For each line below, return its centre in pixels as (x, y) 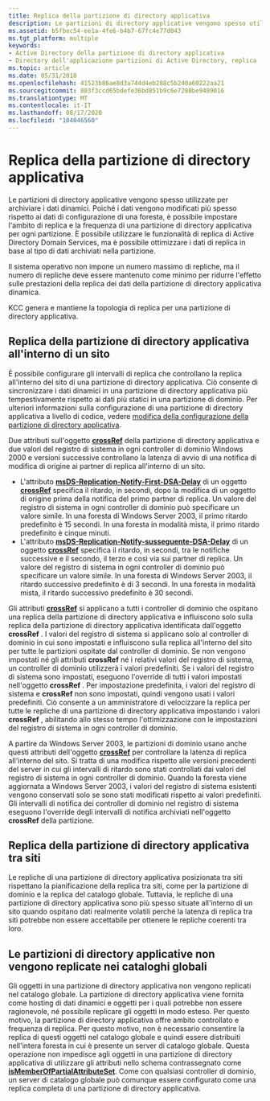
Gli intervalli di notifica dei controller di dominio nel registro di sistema (124, 803)
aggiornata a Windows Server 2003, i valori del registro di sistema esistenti (133, 786)
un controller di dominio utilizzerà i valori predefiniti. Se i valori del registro (131, 668)
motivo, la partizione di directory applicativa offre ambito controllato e (124, 1020)
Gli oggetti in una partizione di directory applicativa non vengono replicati (130, 986)
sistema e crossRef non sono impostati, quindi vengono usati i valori (122, 693)
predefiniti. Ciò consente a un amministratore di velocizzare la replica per (129, 702)
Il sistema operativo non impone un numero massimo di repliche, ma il (124, 266)
